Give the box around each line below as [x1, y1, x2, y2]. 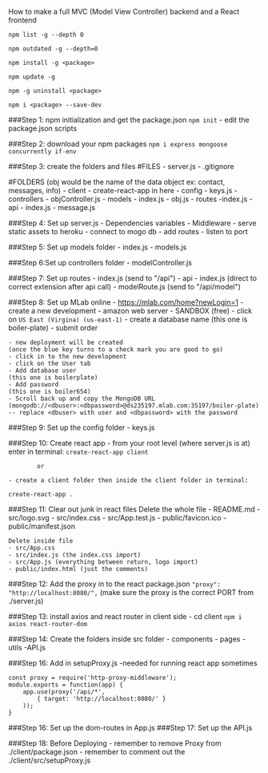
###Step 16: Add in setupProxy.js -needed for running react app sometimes [8, 658, 258, 668]
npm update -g [8, 73, 56, 81]
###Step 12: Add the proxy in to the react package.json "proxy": [8, 579, 222, 589]
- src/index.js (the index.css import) [8, 551, 142, 559]
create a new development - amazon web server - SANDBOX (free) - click [8, 306, 253, 315]
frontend [8, 15, 38, 25]
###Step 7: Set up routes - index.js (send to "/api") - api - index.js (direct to [8, 273, 258, 283]
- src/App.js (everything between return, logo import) [8, 558, 198, 566]
